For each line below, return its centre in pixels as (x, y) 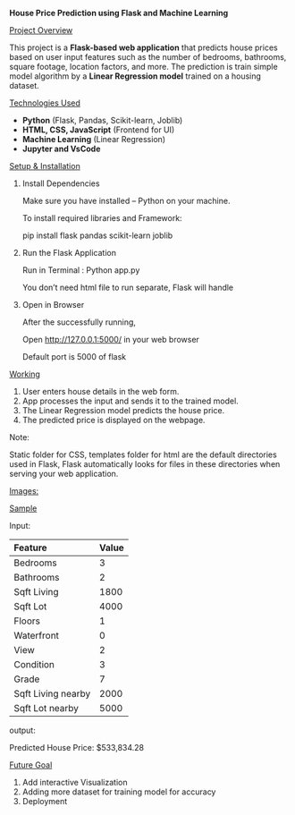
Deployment (45, 801)
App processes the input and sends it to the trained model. (130, 401)
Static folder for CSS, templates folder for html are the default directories (143, 454)
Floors (27, 621)
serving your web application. (64, 474)
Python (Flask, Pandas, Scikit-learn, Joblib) (102, 120)
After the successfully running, (79, 322)
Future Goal (31, 765)
